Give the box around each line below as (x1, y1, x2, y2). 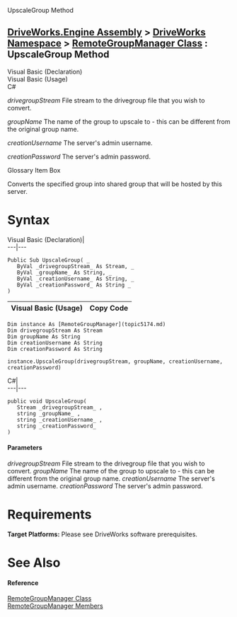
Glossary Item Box (7, 166, 61, 174)
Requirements (7, 507, 92, 523)
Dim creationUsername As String (7, 339, 103, 346)
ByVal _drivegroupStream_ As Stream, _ (16, 263, 134, 270)
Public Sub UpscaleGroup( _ (7, 256, 91, 264)
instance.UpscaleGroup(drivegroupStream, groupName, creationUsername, (7, 357, 223, 365)
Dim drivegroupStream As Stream (7, 327, 103, 334)
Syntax (7, 212, 50, 228)
